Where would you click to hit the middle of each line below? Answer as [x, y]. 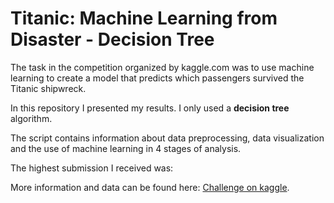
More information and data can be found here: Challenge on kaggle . [150, 187]
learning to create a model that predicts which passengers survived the [157, 78]
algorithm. [31, 118]
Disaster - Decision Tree [112, 39]
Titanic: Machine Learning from [144, 18]
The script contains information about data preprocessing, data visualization [167, 138]
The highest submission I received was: [92, 168]
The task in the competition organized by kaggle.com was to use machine [162, 67]
